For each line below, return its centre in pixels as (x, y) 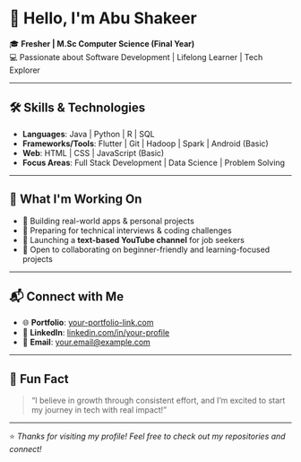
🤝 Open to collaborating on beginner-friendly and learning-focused (146, 249)
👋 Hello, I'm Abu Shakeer (103, 18)
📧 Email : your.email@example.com (86, 342)
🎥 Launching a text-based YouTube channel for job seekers (133, 240)
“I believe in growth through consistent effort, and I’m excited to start (158, 401)
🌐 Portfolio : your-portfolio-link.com (88, 323)
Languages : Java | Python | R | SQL (88, 134)
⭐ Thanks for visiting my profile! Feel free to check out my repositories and (147, 436)
